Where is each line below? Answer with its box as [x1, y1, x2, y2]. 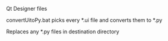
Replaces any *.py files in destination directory [6, 28, 120, 35]
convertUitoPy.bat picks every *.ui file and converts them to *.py [6, 17, 163, 23]
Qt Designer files [6, 5, 47, 12]
